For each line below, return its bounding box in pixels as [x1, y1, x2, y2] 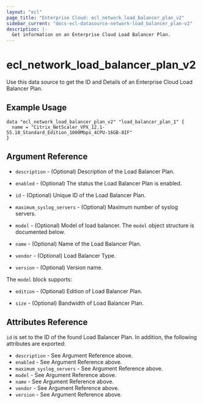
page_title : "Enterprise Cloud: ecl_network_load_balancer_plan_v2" [6, 15, 185, 21]
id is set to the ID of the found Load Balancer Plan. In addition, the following [6, 333, 197, 340]
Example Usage [6, 102, 67, 113]
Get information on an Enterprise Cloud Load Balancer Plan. [12, 32, 171, 38]
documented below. [15, 228, 65, 236]
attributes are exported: [6, 340, 66, 347]
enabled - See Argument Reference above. [15, 358, 122, 365]
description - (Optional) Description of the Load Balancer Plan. [15, 168, 175, 175]
